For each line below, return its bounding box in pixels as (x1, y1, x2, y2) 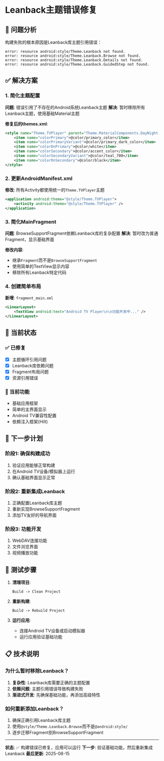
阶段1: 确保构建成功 (5, 450, 50, 457)
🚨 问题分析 (5, 25, 37, 34)
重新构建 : (12, 599, 31, 604)
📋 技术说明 (5, 649, 40, 658)
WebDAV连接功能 (12, 537, 47, 543)
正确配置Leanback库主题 (12, 500, 62, 506)
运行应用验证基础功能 (19, 634, 62, 640)
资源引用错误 (12, 375, 38, 380)
